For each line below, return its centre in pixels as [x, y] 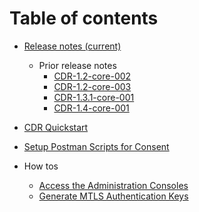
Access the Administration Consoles [113, 185]
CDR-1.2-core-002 [92, 76]
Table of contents [84, 18]
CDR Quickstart [56, 127]
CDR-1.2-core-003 [92, 86]
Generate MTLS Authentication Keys [113, 196]
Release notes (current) [72, 46]
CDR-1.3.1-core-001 [94, 97]
